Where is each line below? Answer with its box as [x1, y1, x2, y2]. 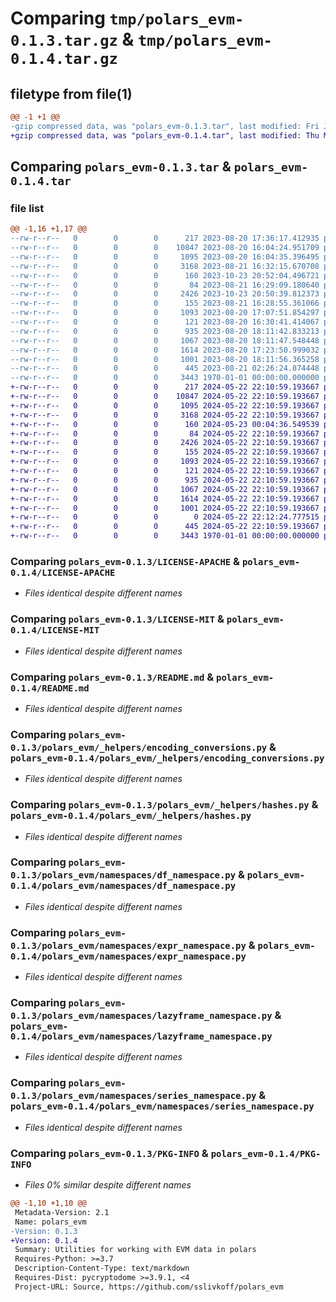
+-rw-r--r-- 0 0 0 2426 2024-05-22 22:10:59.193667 [10, 438, 320, 448]
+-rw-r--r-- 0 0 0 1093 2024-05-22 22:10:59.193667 [10, 457, 320, 467]
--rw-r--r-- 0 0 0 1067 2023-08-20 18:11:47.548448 [10, 335, 320, 346]
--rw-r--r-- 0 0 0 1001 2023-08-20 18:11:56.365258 [10, 354, 320, 364]
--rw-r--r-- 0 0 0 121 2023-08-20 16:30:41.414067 [10, 317, 320, 327]
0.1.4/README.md [10, 682, 90, 694]
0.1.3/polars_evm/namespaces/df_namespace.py [10, 870, 237, 881]
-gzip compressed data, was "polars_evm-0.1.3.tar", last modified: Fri [10, 121, 320, 131]
